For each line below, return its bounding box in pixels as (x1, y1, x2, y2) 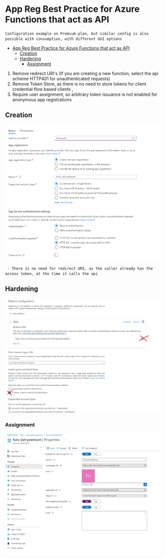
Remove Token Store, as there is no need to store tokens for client (12, 80, 146, 87)
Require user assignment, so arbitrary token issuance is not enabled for (12, 91, 158, 97)
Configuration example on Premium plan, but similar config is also (5, 31, 149, 36)
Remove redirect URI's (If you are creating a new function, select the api (12, 70, 159, 76)
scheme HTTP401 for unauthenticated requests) (12, 76, 110, 81)
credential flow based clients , (12, 86, 73, 92)
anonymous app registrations (12, 96, 72, 102)
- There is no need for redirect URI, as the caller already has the (7, 266, 153, 271)
